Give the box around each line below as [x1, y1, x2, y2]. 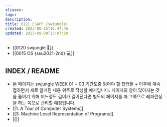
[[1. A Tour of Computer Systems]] [12, 105, 84, 111]
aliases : [5, 7, 24, 13]
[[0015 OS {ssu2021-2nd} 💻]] [12, 50, 74, 56]
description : [5, 17, 33, 22]
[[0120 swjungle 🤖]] [12, 45, 54, 50]
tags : [5, 12, 17, 17]
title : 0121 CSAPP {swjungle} [5, 21, 69, 27]
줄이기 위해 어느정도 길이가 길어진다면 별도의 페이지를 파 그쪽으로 [18, 93, 145, 99]
